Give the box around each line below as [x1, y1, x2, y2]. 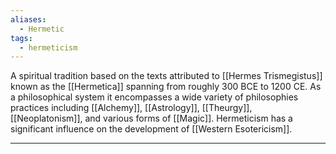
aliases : [10, 14, 47, 25]
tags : [10, 33, 33, 43]
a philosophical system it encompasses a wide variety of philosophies [10, 91, 299, 103]
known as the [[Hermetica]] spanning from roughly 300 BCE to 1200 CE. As [10, 81, 322, 93]
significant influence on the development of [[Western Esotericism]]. [10, 123, 293, 135]
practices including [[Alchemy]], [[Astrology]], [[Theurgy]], [10, 102, 253, 114]
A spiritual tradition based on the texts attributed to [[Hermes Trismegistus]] [10, 70, 323, 82]
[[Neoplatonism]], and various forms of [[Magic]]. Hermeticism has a [10, 112, 293, 125]
